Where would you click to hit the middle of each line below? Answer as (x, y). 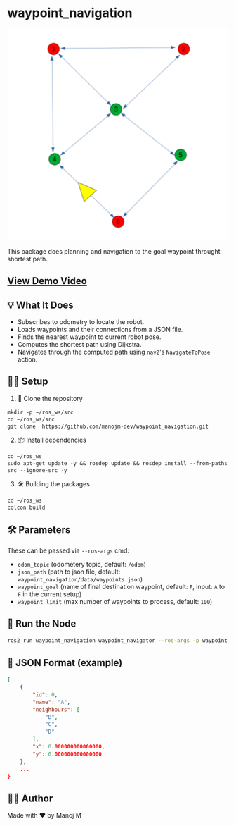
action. (27, 359)
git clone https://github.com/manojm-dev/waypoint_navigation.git (108, 426)
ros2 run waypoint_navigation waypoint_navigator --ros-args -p (103, 641)
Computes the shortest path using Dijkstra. (79, 345)
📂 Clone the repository (50, 398)
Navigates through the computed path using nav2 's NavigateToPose (114, 352)
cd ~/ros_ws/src (31, 419)
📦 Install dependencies (52, 440)
